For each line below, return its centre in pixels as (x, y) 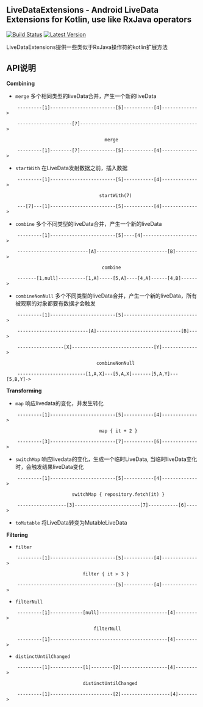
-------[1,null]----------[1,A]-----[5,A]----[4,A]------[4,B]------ (108, 278)
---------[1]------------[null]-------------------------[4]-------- (108, 612)
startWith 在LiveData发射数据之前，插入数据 (71, 168)
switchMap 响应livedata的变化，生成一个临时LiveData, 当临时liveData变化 (106, 459)
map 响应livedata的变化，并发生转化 (59, 403)
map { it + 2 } (118, 431)
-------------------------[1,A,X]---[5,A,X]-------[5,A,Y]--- (98, 374)
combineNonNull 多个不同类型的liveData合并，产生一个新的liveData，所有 (106, 296)
